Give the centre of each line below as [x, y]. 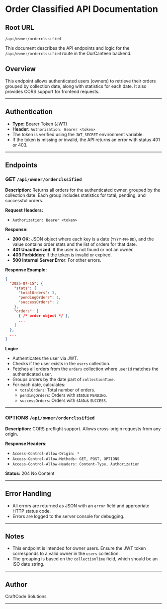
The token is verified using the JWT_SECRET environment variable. [78, 134]
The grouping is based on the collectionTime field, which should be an [85, 559]
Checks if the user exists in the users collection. [61, 363]
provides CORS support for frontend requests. [52, 91]
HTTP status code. [32, 511]
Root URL [20, 28]
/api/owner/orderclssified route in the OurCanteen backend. [68, 53]
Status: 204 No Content [30, 473]
